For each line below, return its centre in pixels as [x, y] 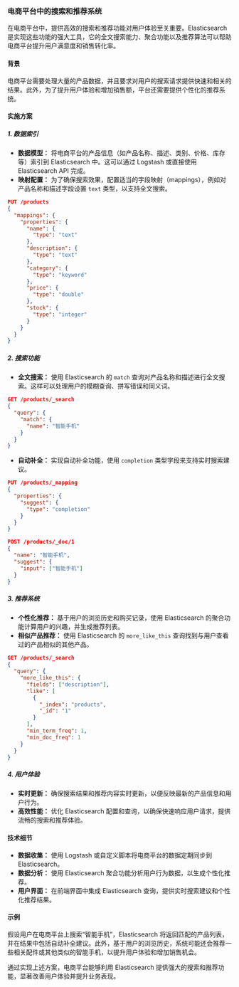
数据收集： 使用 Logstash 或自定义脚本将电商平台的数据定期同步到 [115, 855]
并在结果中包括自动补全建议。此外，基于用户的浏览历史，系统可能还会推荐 [116, 943]
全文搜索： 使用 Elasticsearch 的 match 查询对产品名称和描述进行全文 [118, 377]
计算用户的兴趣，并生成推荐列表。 [74, 627]
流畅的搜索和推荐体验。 [52, 820]
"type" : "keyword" [60, 275]
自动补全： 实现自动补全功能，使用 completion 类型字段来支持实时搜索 [121, 460]
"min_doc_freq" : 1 [53, 737]
